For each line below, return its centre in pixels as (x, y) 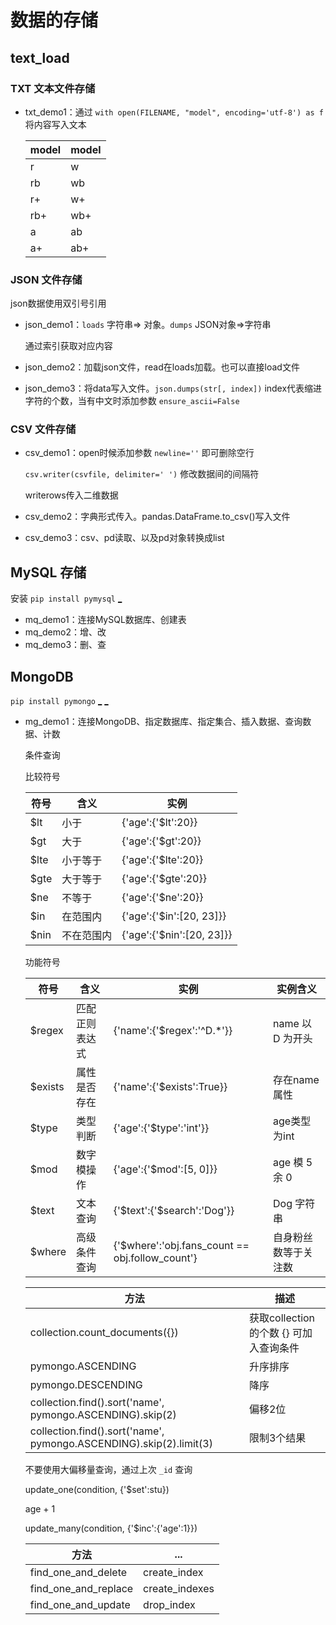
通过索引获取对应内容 (68, 346)
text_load (40, 57)
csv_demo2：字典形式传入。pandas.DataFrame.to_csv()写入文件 (157, 517)
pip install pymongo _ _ (59, 701)
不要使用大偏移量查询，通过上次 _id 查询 (108, 1470)
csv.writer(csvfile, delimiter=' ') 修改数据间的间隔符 (142, 474)
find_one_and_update (80, 1605)
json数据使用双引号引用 (58, 303)
